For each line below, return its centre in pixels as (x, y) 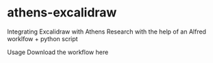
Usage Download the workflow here (58, 52)
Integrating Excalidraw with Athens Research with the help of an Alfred (107, 32)
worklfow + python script (42, 38)
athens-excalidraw (62, 13)
